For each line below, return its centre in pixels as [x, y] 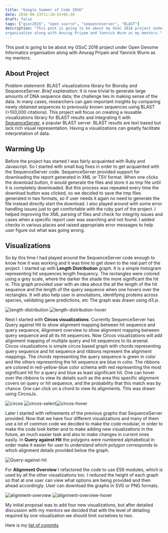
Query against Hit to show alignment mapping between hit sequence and [80, 325]
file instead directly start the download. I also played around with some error [84, 203]
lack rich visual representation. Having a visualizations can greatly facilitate [82, 128]
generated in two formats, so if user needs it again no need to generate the [82, 198]
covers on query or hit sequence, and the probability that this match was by [83, 383]
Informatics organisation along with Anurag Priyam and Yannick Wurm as [80, 52]
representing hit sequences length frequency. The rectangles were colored [82, 274]
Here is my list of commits [32, 526]
